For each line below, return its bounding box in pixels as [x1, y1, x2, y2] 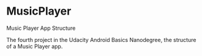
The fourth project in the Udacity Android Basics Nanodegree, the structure [6, 36, 196, 43]
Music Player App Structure [6, 24, 76, 32]
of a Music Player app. [6, 43, 63, 50]
